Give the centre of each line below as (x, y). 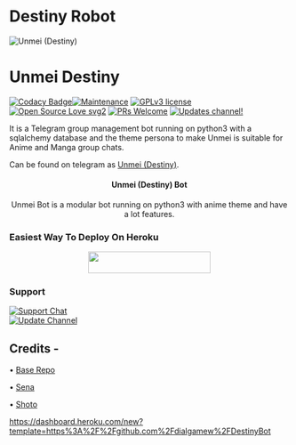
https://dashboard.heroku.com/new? (76, 421)
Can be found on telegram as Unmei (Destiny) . (94, 164)
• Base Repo (32, 369)
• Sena (22, 387)
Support (28, 291)
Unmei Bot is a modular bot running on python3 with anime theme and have (149, 205)
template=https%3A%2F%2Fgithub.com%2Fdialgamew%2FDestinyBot (140, 431)
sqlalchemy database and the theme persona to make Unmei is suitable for (146, 138)
